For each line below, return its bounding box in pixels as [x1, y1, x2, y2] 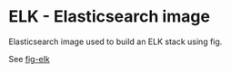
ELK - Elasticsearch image [8, 6, 211, 27]
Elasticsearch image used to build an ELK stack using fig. [8, 36, 223, 47]
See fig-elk [8, 53, 51, 64]
